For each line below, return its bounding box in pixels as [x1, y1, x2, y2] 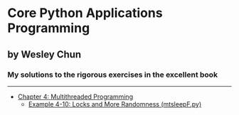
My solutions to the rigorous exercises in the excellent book [7, 70, 218, 80]
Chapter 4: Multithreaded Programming [17, 92, 134, 101]
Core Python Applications [7, 5, 163, 21]
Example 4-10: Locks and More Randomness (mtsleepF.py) [28, 99, 202, 108]
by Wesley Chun [7, 48, 82, 60]
